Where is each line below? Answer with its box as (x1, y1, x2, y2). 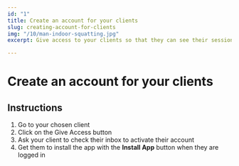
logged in (17, 150, 46, 160)
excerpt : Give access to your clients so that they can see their (7, 37, 208, 44)
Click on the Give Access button (17, 128, 112, 137)
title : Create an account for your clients (7, 17, 139, 24)
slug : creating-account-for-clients (7, 23, 116, 31)
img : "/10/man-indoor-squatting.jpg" (7, 30, 119, 38)
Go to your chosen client (17, 121, 90, 129)
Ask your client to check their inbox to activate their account (17, 135, 194, 144)
